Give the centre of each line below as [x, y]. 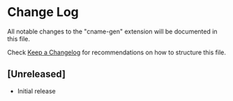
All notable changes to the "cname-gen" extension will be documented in [112, 31]
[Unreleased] [37, 74]
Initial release [36, 91]
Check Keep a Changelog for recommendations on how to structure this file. [117, 52]
